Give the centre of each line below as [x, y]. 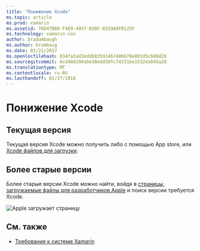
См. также [27, 227]
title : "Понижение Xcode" [38, 12]
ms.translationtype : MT [36, 67]
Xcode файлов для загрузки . [42, 151]
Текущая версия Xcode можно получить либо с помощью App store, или [99, 145]
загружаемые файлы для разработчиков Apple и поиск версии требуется [100, 190]
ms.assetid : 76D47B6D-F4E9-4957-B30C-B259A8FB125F [70, 28]
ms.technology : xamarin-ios [41, 34]
